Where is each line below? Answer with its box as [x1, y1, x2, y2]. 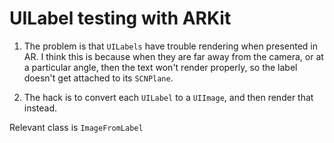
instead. [23, 102, 58, 114]
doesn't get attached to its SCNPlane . [23, 72, 174, 84]
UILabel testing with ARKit [9, 7, 232, 30]
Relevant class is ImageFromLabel [9, 121, 144, 133]
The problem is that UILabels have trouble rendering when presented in [23, 40, 318, 52]
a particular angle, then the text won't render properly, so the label [23, 61, 298, 73]
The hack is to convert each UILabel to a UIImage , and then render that [23, 91, 314, 103]
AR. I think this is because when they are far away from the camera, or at [23, 50, 324, 62]
